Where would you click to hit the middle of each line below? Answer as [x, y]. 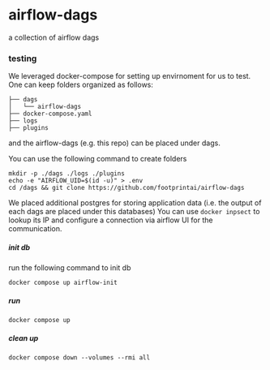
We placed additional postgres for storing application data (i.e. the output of [135, 203]
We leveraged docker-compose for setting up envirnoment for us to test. [130, 76]
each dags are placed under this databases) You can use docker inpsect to [134, 212]
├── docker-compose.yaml [50, 114]
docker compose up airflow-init [63, 283]
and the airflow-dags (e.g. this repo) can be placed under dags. [114, 143]
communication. [35, 229]
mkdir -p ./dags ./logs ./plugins [67, 174]
